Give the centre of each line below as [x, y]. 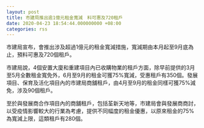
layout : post [23, 12]
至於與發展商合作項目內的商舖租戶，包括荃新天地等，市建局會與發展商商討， [103, 104]
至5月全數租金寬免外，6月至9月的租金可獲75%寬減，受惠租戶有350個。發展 [102, 75]
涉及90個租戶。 [36, 91]
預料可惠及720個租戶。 [46, 55]
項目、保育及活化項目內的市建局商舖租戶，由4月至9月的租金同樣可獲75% [98, 83]
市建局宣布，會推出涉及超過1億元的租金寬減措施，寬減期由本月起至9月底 [97, 47]
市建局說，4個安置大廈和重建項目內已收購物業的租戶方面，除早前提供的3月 [101, 68]
